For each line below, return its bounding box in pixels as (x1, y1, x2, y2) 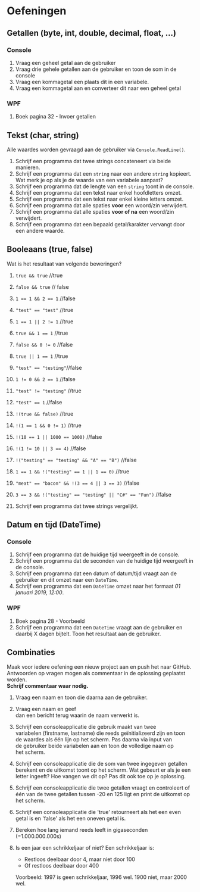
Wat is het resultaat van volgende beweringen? (7, 260, 122, 267)
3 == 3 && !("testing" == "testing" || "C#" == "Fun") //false (15, 491, 171, 498)
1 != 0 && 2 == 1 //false (15, 375, 76, 382)
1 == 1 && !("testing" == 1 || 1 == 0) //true (15, 467, 130, 475)
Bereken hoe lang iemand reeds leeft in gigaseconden (15, 826, 148, 833)
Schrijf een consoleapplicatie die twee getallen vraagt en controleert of (15, 784, 190, 791)
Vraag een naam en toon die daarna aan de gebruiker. (15, 694, 148, 701)
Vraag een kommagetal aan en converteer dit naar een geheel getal (15, 85, 181, 92)
